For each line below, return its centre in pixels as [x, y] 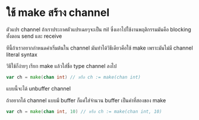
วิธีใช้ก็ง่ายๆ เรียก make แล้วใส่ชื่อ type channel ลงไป [61, 66]
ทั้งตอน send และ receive [34, 36]
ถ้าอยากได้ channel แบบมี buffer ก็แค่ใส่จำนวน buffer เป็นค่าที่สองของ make [86, 100]
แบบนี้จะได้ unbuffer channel [39, 88]
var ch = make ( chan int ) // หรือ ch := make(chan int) [73, 77]
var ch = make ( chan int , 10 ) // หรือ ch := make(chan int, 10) [84, 111]
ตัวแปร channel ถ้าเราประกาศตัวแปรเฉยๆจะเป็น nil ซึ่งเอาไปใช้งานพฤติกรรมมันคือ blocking [99, 29]
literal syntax [22, 54]
